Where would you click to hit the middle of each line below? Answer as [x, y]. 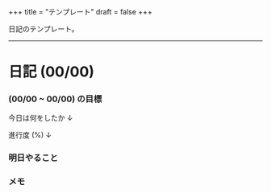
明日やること [33, 158]
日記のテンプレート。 [44, 29]
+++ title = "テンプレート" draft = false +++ [81, 12]
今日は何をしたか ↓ [41, 118]
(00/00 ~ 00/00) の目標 [55, 99]
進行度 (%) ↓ [30, 135]
